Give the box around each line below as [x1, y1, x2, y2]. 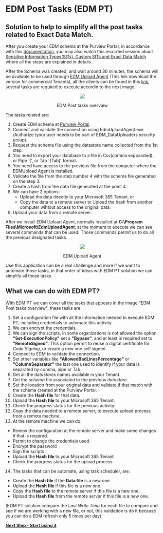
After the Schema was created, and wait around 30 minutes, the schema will [5, 68, 159, 74]
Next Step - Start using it [5, 522, 57, 528]
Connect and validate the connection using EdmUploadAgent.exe [12, 127, 144, 132]
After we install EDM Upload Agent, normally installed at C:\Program [5, 219, 143, 225]
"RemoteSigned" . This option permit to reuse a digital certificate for [12, 340, 150, 346]
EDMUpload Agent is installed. [12, 168, 74, 174]
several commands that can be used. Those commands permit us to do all [5, 229, 154, 235]
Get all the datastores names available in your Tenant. [12, 372, 121, 377]
